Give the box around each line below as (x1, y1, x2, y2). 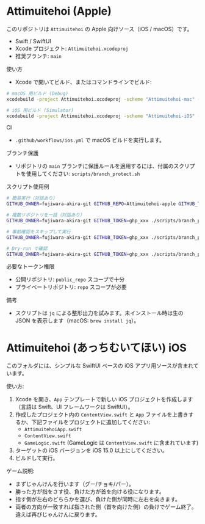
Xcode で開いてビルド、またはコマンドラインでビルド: (15, 78, 153, 86)
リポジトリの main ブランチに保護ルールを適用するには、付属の (15, 162, 174, 170)
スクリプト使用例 (6, 183, 49, 191)
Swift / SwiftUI (15, 37, 52, 45)
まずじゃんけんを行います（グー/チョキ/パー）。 (15, 481, 134, 488)
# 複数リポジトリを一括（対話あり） (6, 212, 85, 218)
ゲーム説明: (6, 467, 35, 475)
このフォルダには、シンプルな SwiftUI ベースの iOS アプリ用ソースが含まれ (6, 362, 193, 369)
